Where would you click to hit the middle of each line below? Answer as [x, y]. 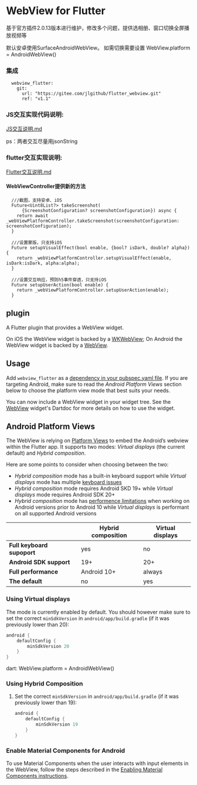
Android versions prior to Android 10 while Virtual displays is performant [102, 507]
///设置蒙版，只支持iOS [37, 243]
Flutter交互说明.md [29, 171]
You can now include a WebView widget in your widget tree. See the [89, 402]
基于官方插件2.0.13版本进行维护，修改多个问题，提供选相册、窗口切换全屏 [95, 28]
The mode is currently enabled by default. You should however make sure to [98, 612]
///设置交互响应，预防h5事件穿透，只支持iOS [59, 280]
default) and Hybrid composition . [46, 453]
